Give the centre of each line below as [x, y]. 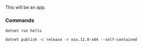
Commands [20, 20]
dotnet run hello [24, 31]
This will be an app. [26, 7]
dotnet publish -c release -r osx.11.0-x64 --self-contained [71, 40]
